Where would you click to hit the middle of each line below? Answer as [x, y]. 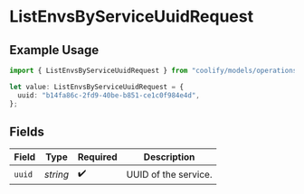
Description [169, 157]
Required [97, 157]
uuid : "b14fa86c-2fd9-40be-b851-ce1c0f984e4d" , [109, 95]
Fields [27, 131]
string [57, 174]
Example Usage [54, 50]
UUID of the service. [169, 174]
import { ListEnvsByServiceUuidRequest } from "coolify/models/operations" [155, 70]
